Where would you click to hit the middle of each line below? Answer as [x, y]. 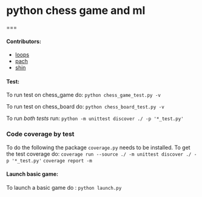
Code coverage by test [40, 134]
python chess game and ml [76, 11]
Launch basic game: [32, 174]
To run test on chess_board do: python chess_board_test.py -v [86, 107]
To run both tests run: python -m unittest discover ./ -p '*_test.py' [95, 118]
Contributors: [24, 41]
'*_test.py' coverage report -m [52, 161]
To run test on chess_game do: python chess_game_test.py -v [83, 95]
